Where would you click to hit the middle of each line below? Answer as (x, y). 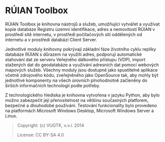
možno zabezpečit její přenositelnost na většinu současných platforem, (77, 100)
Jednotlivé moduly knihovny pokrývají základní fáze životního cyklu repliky (81, 49)
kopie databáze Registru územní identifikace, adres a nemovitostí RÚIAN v (80, 29)
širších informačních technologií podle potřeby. (53, 85)
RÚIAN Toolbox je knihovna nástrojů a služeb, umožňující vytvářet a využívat (82, 24)
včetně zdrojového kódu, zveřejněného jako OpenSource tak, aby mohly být (82, 75)
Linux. (11, 116)
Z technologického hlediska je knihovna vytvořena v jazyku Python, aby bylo (82, 95)
